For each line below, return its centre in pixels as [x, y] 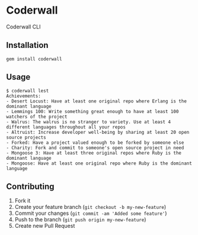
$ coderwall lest [28, 91]
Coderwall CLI [23, 27]
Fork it [23, 201]
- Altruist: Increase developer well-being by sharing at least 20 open [98, 132]
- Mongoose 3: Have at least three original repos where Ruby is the [94, 153]
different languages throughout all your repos [66, 127]
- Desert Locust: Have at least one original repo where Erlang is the [96, 101]
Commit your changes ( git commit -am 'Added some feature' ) [91, 213]
